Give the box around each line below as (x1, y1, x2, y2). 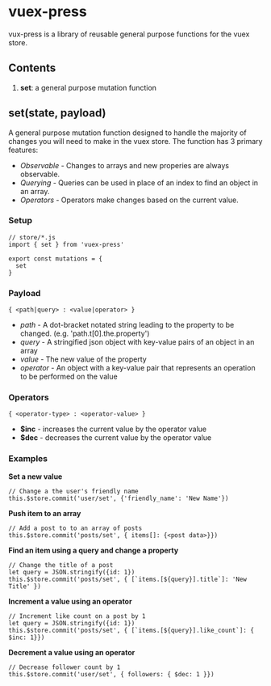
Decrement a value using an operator (8, 647, 135, 657)
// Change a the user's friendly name (8, 487, 139, 495)
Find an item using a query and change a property (8, 545, 179, 555)
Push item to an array (8, 508, 81, 518)
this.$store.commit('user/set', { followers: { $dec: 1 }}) (8, 670, 215, 678)
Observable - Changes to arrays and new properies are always (19, 160, 230, 170)
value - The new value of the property (19, 354, 147, 364)
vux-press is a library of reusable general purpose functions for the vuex (8, 29, 250, 39)
